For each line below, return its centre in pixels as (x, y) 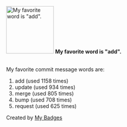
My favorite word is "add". (88, 52)
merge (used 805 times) (44, 93)
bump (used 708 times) (43, 100)
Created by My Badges (34, 118)
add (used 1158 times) (42, 81)
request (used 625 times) (46, 106)
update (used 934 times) (45, 87)
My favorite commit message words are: (55, 69)
